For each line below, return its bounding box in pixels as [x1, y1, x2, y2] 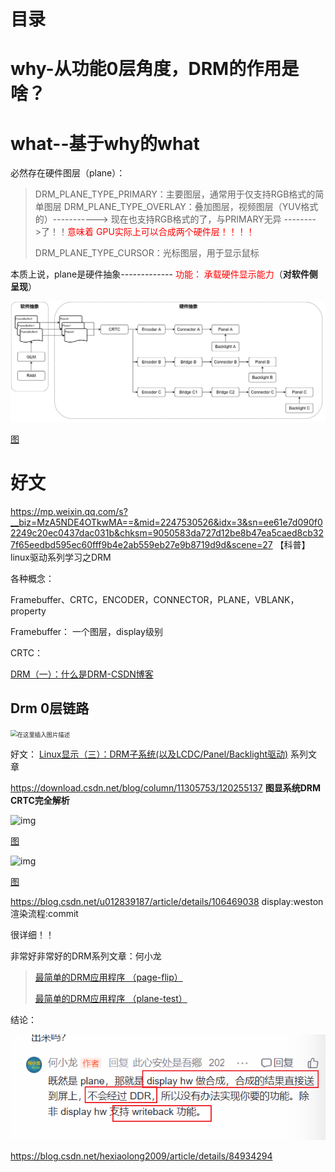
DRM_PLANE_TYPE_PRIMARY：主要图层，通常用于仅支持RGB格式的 [34, 188, 316, 200]
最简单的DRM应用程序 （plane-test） [34, 992, 188, 1004]
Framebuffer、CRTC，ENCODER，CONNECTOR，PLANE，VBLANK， [10, 593, 300, 605]
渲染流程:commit [10, 907, 79, 919]
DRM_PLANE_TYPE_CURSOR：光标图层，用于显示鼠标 [34, 247, 260, 259]
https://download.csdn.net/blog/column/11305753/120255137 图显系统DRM [10, 781, 322, 794]
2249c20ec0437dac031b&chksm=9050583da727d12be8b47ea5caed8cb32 [10, 526, 324, 539]
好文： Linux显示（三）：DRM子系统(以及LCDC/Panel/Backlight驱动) [10, 748, 289, 760]
